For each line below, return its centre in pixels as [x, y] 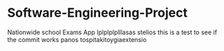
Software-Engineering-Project [97, 13]
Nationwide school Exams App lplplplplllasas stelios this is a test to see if [112, 32]
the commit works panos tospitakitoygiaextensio [77, 39]
